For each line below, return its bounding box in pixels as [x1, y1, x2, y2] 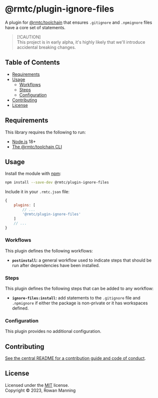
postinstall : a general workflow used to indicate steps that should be [12, 257, 152, 263]
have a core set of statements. [5, 24, 66, 30]
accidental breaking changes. [16, 44, 76, 50]
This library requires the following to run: [5, 129, 86, 135]
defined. [12, 305, 29, 311]
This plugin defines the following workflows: [5, 248, 93, 253]
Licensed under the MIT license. [5, 382, 69, 388]
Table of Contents [5, 58, 60, 66]
